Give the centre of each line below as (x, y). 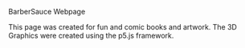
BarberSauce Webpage (47, 12)
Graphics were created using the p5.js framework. (91, 36)
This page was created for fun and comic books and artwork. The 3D (122, 27)
